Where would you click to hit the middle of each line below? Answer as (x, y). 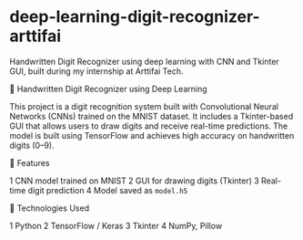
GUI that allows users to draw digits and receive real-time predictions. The (149, 126)
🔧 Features (30, 162)
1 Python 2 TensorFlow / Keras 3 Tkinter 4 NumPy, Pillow (116, 225)
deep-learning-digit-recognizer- (135, 17)
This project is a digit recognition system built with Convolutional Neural (144, 106)
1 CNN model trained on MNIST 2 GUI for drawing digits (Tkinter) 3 (134, 181)
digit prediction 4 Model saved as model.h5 (108, 190)
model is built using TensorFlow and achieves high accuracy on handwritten (152, 135)
